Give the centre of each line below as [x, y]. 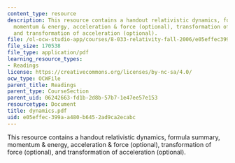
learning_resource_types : [45, 59]
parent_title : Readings [42, 85]
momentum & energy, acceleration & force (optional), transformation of [109, 144]
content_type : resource [42, 14]
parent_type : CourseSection [48, 91]
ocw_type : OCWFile [34, 78]
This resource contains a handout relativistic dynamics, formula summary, [114, 137]
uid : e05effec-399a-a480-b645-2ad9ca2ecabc [72, 117]
